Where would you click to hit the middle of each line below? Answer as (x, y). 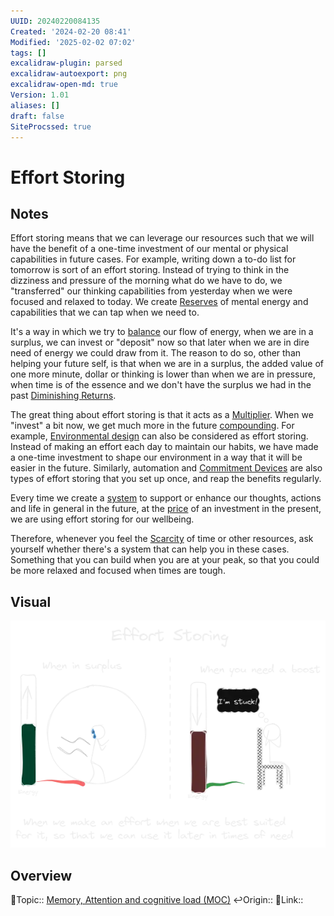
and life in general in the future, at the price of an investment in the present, (166, 509)
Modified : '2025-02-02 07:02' (73, 42)
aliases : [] (35, 105)
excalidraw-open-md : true (64, 85)
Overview (41, 875)
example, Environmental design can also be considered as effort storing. (159, 436)
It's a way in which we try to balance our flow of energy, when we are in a (162, 332)
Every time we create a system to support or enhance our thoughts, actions (166, 498)
